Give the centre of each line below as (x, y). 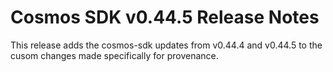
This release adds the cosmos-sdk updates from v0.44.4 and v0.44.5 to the (166, 45)
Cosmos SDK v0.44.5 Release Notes (165, 17)
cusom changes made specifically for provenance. (114, 55)
